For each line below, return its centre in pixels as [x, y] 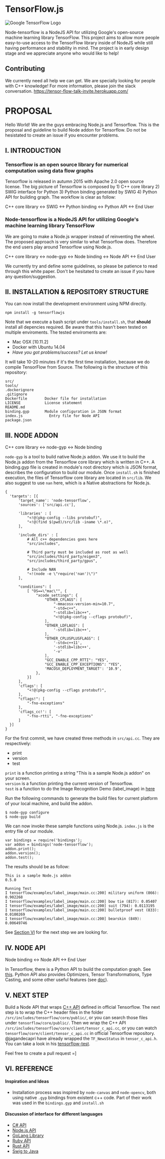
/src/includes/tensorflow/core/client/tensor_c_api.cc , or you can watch [81, 1028]
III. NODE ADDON [32, 435]
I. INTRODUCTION [33, 151]
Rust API [21, 1146]
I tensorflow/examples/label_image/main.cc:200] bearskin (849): [73, 919]
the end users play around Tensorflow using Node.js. [59, 247]
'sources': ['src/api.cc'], [47, 505]
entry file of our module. [29, 831]
